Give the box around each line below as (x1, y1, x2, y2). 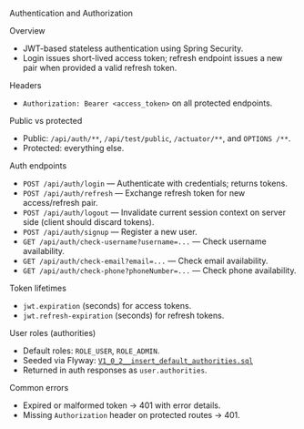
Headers (9, 80, 42, 90)
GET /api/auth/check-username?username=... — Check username (22, 236, 267, 247)
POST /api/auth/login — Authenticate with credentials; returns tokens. (22, 178, 289, 189)
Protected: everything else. (22, 143, 125, 153)
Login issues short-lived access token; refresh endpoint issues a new (22, 53, 283, 63)
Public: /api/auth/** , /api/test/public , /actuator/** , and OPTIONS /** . (22, 133, 291, 144)
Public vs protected (9, 116, 83, 126)
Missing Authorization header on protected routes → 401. (22, 410, 241, 420)
